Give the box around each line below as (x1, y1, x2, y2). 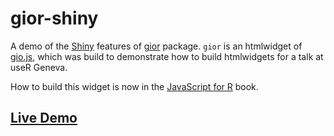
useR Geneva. (10, 61, 68, 73)
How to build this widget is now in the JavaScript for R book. (10, 80, 259, 92)
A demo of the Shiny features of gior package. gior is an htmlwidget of (10, 40, 303, 52)
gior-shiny (10, 7, 99, 30)
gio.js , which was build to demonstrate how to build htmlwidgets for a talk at (10, 50, 324, 62)
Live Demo (10, 110, 78, 127)
